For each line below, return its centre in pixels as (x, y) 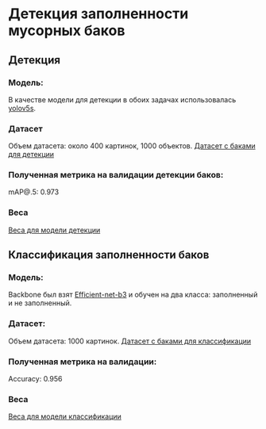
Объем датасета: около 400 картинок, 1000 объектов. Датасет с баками (132, 146)
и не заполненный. (40, 303)
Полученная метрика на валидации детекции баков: (116, 175)
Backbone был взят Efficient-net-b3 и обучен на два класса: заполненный (133, 295)
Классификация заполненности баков (109, 255)
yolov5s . (22, 108)
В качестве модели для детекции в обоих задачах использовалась (122, 99)
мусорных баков (67, 31)
